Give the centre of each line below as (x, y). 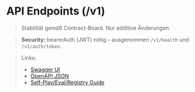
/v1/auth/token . (41, 46)
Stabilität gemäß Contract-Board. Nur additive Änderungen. (96, 28)
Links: (29, 57)
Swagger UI (45, 69)
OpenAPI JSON (49, 76)
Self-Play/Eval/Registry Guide (67, 82)
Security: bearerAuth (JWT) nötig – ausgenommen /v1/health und (105, 39)
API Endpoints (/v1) (56, 11)
